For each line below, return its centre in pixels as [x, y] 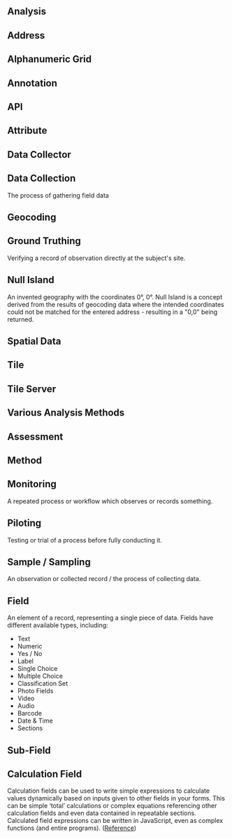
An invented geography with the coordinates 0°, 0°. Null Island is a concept [115, 296]
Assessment [35, 436]
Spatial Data [34, 341]
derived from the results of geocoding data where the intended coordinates [116, 304]
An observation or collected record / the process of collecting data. [104, 579]
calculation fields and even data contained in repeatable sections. [102, 813]
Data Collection [42, 178]
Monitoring [32, 484]
